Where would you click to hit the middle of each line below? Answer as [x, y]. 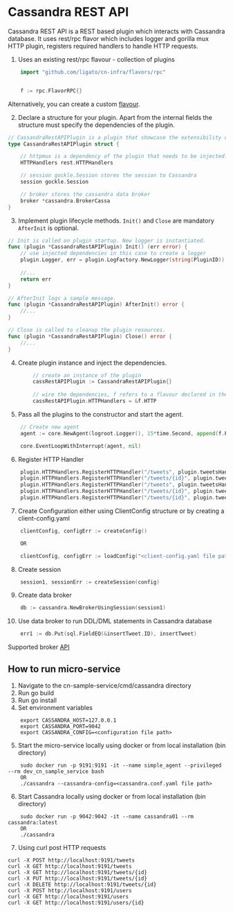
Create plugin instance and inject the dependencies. [92, 363]
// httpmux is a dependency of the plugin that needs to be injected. [124, 157]
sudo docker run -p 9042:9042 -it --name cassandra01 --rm [107, 817]
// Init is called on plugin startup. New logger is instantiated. [107, 241]
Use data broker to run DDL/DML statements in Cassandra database [115, 621]
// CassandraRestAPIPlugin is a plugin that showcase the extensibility [115, 137]
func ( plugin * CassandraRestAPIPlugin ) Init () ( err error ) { [98, 247]
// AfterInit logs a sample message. [62, 298]
